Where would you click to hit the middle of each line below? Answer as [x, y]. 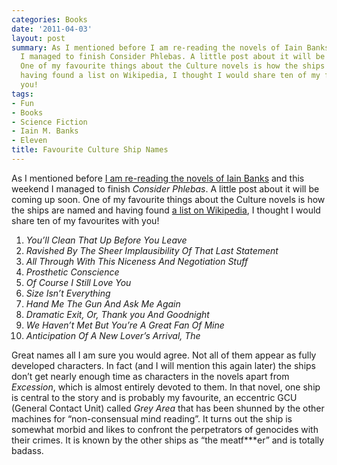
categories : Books [49, 19]
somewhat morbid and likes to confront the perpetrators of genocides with [165, 429]
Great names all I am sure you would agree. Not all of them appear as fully [164, 355]
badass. [27, 450]
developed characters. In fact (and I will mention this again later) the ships [163, 365]
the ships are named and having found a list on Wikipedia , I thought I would [166, 210]
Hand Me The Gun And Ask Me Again [103, 303]
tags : [22, 94]
